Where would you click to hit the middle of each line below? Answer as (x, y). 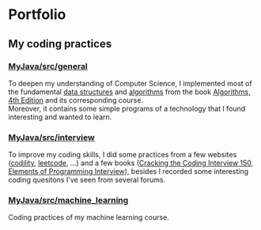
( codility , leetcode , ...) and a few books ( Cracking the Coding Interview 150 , (131, 163)
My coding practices (60, 44)
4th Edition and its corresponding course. (76, 100)
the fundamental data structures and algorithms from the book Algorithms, (129, 92)
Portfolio (37, 15)
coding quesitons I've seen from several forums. (87, 180)
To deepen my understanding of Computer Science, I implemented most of (130, 83)
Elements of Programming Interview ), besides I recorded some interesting (129, 172)
